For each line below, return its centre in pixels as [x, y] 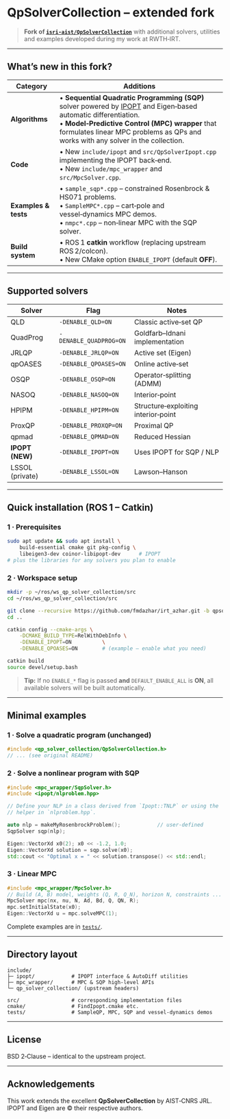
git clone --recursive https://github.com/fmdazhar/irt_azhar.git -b [108, 611]
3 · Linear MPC [32, 874]
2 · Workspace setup [42, 578]
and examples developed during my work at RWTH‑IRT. [102, 38]
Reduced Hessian [163, 436]
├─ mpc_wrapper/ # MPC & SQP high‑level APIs [81, 982]
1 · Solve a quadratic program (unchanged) [79, 735]
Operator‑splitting [163, 375]
